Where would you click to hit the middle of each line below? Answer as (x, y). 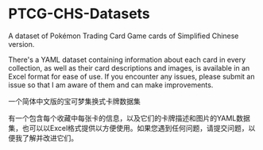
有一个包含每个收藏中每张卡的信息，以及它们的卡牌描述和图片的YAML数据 (129, 118)
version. (21, 44)
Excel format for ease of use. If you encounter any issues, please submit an (132, 76)
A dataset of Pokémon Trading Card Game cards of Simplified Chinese (124, 36)
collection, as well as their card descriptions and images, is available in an (129, 67)
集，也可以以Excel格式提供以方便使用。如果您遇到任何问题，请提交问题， (128, 128)
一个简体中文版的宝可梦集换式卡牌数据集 (74, 101)
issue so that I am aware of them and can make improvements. (111, 85)
